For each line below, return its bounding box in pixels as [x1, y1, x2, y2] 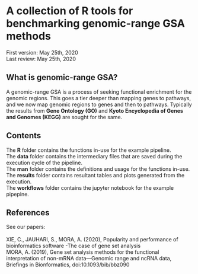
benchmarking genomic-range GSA [6, 17, 186, 30]
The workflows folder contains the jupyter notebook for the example [6, 184, 174, 191]
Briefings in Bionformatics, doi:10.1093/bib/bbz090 [6, 261, 130, 268]
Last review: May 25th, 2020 [6, 55, 76, 62]
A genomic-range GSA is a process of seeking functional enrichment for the [6, 88, 192, 95]
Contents [6, 130, 41, 141]
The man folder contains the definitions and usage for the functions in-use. [6, 165, 190, 173]
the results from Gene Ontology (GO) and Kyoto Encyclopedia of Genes [6, 107, 184, 114]
